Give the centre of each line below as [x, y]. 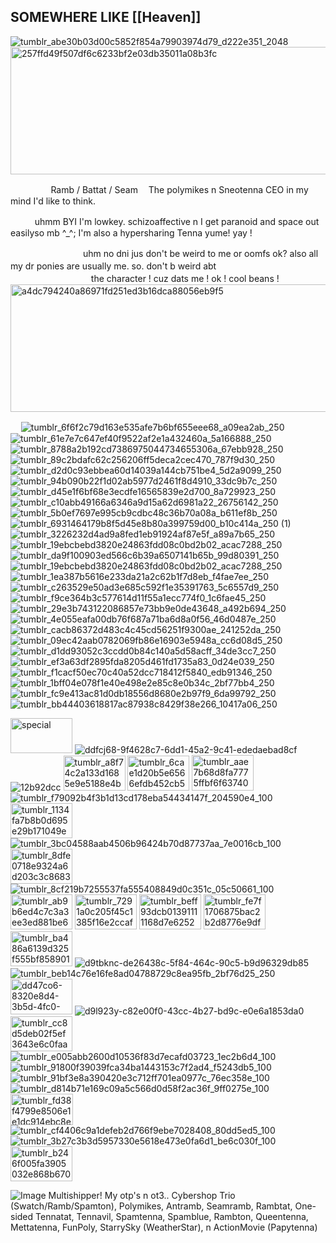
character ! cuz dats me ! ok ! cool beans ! [193, 278]
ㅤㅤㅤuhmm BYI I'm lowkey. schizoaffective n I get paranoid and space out [165, 221]
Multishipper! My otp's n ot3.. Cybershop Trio [142, 1195]
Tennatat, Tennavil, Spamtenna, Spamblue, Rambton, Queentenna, [172, 1216]
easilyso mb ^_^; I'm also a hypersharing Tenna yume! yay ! [131, 232]
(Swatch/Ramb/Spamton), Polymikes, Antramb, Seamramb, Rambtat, [151, 1206]
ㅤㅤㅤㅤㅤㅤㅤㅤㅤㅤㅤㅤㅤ [271, 266]
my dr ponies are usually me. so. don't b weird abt [113, 266]
